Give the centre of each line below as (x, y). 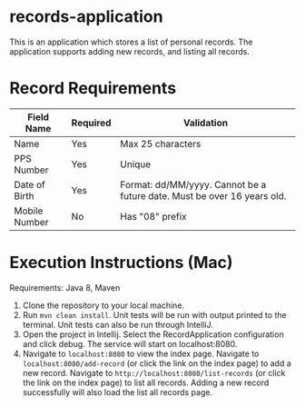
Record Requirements (93, 89)
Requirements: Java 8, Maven (65, 287)
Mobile (29, 211)
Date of (30, 184)
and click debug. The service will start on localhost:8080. (130, 343)
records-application (86, 17)
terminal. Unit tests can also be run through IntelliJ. (118, 324)
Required (91, 123)
